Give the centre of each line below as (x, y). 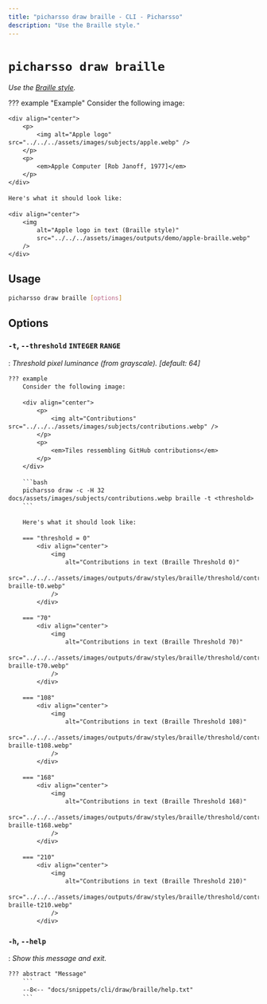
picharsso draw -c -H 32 (64, 490)
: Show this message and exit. (58, 959)
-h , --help (27, 941)
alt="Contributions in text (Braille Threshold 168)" (156, 801)
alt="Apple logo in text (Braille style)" (108, 230)
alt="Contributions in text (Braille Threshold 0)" (152, 562)
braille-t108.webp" (41, 746)
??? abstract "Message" (48, 974)
